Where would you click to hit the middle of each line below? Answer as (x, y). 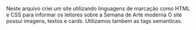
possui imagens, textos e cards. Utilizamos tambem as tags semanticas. (94, 21)
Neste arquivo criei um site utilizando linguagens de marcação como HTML (98, 9)
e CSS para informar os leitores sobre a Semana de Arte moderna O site (94, 15)
